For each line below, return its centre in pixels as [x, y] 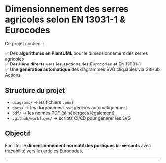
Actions [13, 75]
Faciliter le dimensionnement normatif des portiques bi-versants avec [78, 145]
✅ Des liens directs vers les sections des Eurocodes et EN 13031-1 [73, 64]
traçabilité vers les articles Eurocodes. [44, 151]
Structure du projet [35, 90]
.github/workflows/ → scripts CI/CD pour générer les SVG [72, 118]
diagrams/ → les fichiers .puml [43, 102]
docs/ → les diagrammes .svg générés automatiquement [70, 107]
